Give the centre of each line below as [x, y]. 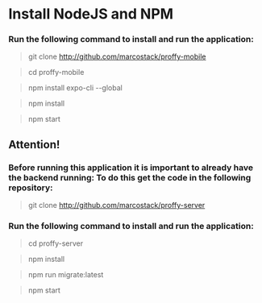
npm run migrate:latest [66, 275]
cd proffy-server [55, 243]
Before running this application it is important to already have [131, 168]
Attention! [34, 145]
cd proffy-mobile [56, 73]
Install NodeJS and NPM [91, 14]
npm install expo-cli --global [75, 88]
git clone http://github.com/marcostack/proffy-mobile [117, 56]
